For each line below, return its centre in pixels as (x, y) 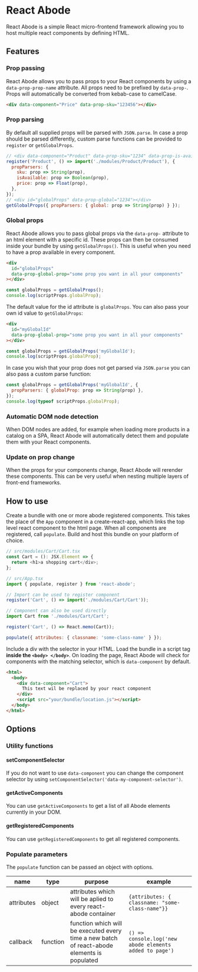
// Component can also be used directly (57, 611)
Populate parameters (37, 854)
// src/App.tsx (25, 578)
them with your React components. (49, 442)
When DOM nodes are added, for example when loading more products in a (98, 429)
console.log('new (153, 939)
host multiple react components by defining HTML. (68, 32)
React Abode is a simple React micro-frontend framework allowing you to (95, 27)
